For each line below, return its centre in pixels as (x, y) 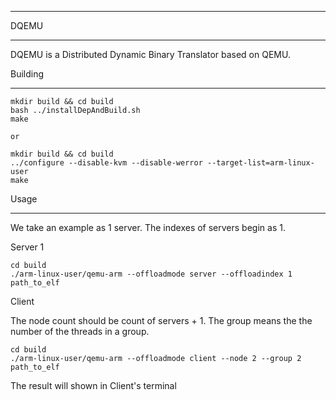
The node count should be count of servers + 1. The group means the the (161, 320)
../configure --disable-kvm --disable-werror (106, 163)
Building (27, 74)
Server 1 (27, 247)
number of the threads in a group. (80, 331)
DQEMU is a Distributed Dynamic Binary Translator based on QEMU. (150, 54)
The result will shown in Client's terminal (93, 385)
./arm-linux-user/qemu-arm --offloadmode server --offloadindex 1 (151, 274)
